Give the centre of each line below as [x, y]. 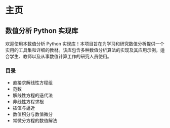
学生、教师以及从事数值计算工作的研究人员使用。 [60, 56]
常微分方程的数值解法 [35, 121]
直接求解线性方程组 [33, 83]
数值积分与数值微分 [33, 114]
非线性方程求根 [28, 102]
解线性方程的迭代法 [33, 95]
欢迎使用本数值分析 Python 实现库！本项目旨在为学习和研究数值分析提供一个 [85, 44]
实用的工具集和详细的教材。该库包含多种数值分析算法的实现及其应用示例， [83, 50]
